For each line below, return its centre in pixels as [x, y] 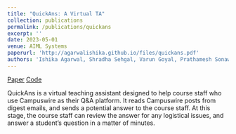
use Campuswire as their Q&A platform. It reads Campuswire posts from [112, 100]
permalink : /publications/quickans [59, 27]
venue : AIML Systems [38, 46]
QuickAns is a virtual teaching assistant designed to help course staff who [114, 93]
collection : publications [45, 20]
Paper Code [25, 79]
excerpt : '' [25, 33]
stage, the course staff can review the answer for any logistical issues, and [116, 115]
